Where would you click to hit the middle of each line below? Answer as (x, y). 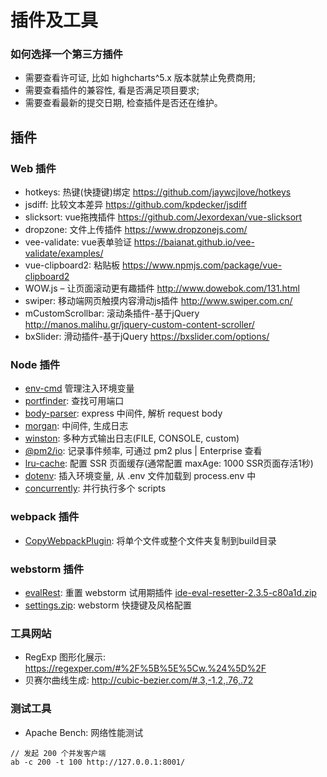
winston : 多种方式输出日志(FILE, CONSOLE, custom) (132, 438)
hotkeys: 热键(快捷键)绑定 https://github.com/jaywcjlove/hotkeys (158, 192)
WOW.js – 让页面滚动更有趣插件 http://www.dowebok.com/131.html (162, 288)
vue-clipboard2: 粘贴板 (72, 265)
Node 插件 (35, 365)
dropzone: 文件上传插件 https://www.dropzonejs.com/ (136, 230)
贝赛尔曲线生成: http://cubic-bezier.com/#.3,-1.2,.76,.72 (139, 680)
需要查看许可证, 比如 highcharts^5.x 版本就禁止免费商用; (140, 78)
